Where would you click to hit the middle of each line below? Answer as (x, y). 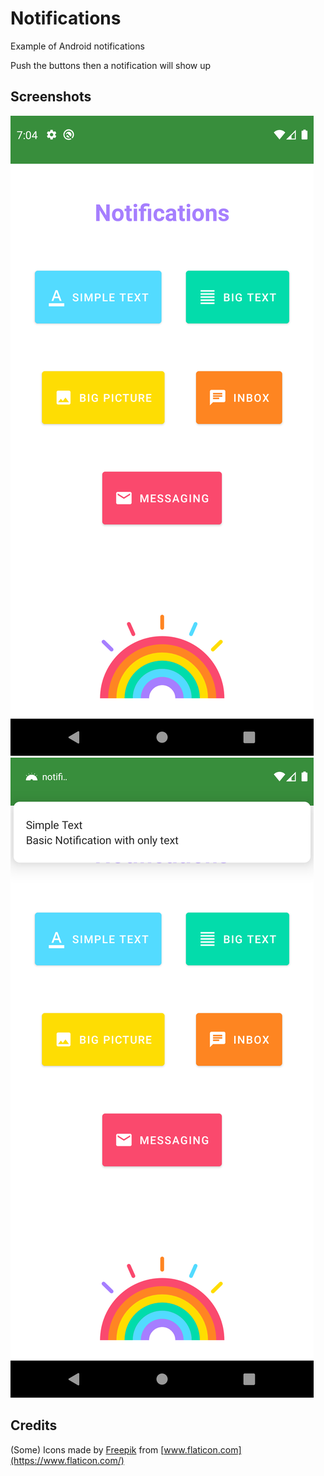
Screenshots (51, 97)
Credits (34, 1425)
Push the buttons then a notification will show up (111, 65)
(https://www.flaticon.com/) (67, 1460)
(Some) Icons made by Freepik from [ (87, 1449)
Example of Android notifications (77, 46)
